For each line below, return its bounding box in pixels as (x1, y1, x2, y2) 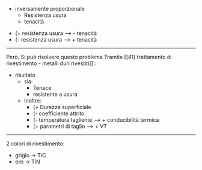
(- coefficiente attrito (32, 110, 85, 117)
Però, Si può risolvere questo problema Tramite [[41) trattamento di (6, 54, 172, 60)
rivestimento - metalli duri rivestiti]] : (6, 60, 96, 67)
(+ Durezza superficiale (32, 104, 91, 110)
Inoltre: (23, 97, 42, 104)
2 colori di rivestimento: (6, 140, 65, 147)
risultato (14, 72, 36, 78)
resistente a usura (32, 90, 78, 98)
